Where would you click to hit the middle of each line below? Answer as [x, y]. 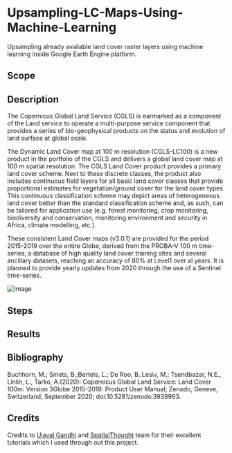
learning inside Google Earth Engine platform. [72, 54]
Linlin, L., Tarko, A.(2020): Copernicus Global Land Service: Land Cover [109, 382]
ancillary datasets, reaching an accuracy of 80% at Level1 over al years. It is [115, 260]
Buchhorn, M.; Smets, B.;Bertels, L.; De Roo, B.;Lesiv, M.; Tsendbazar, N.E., [114, 374]
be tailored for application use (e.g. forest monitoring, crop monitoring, [108, 211]
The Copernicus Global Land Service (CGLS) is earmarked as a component [114, 116]
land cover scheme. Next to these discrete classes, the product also [104, 174]
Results [24, 334]
